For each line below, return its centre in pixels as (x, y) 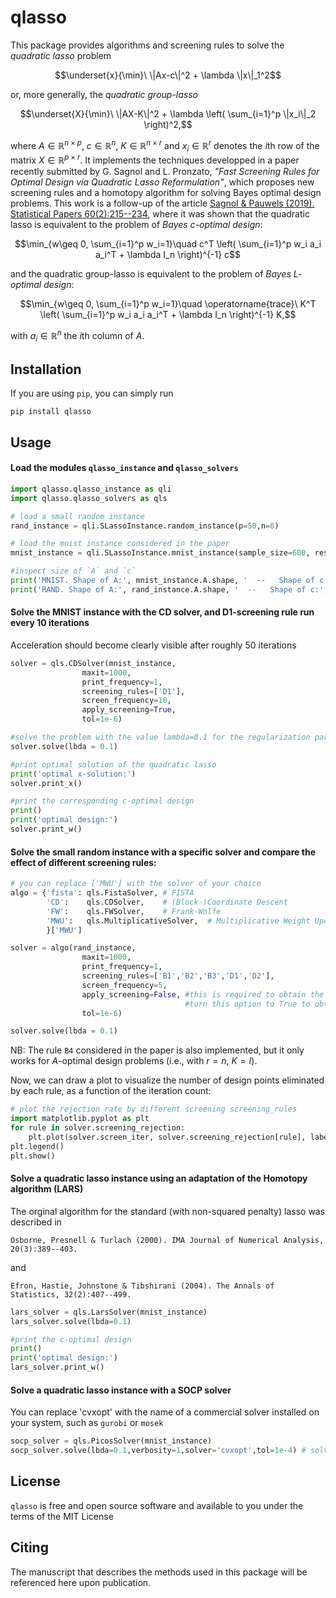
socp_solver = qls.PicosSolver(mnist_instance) (111, 1441)
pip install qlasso (51, 412)
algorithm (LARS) (47, 1189)
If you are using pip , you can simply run (92, 393)
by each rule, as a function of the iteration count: (111, 1091)
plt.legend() (37, 1146)
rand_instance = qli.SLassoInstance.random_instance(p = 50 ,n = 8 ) (145, 526)
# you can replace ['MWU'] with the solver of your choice (136, 884)
